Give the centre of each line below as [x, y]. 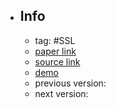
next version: [61, 93]
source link [57, 61]
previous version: [70, 83]
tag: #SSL [55, 40]
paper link [55, 51]
